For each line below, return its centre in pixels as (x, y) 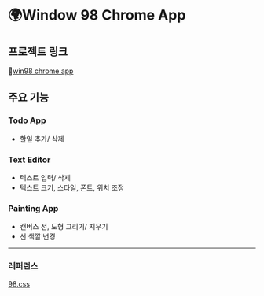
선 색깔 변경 (38, 236)
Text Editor (29, 160)
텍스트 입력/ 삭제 (45, 177)
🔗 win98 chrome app (41, 71)
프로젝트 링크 (38, 52)
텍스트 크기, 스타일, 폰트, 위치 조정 (71, 187)
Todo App (27, 120)
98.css (19, 283)
